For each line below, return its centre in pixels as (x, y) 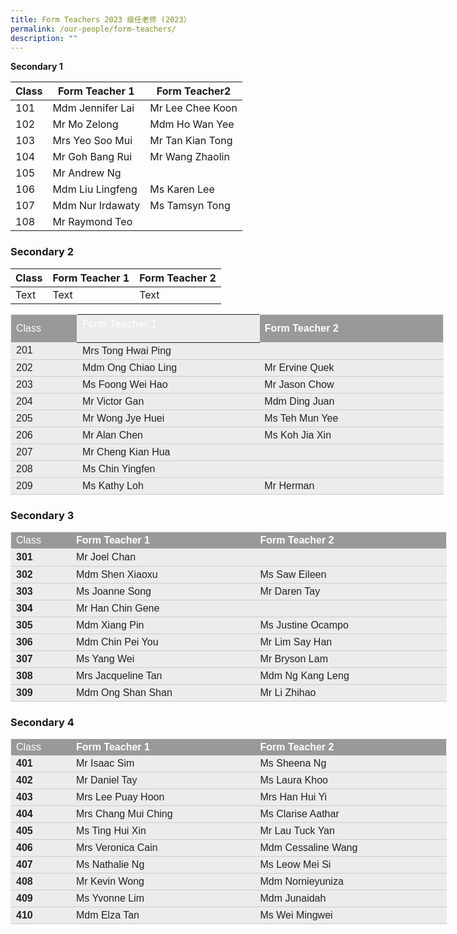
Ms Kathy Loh (112, 485)
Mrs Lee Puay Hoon (120, 797)
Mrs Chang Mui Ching (124, 814)
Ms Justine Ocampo (304, 625)
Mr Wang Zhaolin (189, 157)
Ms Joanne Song (113, 591)
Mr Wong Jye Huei (123, 418)
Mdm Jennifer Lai (93, 108)
